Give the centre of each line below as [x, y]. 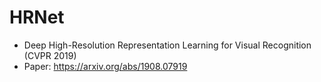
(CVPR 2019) [50, 55]
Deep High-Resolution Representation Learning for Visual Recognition [167, 45]
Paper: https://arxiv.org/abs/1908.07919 [105, 66]
